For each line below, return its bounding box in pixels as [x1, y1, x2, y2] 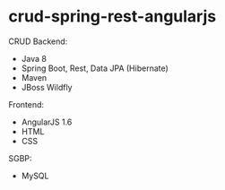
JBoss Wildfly [21, 82, 73, 92]
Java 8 [21, 53, 47, 64]
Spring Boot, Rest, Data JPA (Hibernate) [21, 63, 169, 73]
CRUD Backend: [8, 36, 68, 47]
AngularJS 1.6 [21, 117, 73, 127]
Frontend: [8, 99, 45, 109]
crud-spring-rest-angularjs [8, 6, 217, 27]
